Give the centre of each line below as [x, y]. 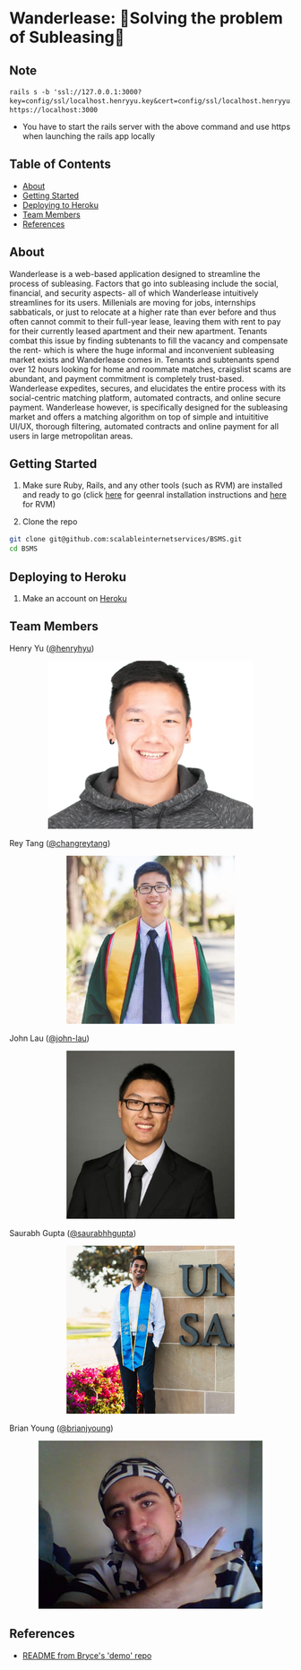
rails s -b [30, 92]
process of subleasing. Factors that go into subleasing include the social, [144, 283]
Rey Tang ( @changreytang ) [60, 843]
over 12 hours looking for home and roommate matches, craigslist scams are [150, 369]
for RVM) [39, 505]
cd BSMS [24, 549]
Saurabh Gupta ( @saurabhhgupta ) [73, 1233]
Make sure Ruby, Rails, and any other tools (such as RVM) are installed [152, 485]
